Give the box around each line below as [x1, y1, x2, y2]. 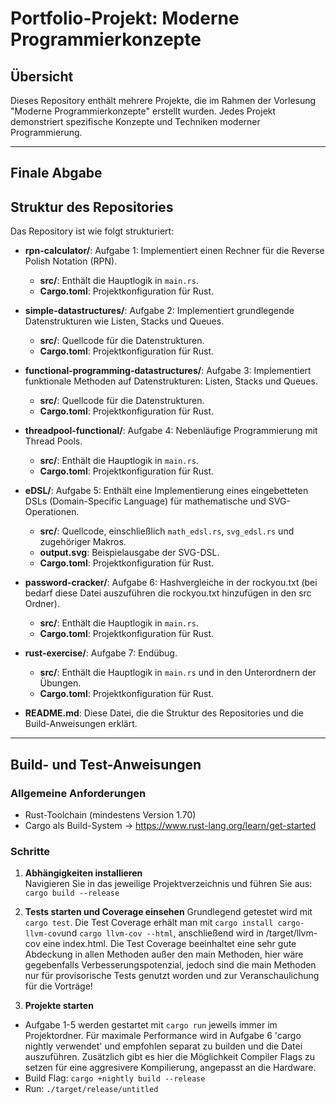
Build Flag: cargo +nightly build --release [24, 1072, 206, 1084]
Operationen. [24, 506, 80, 518]
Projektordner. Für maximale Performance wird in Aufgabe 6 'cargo [24, 1030, 302, 1042]
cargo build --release [24, 888, 120, 899]
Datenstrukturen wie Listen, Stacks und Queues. [24, 315, 225, 327]
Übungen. [39, 677, 82, 689]
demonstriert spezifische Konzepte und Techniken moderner [10, 116, 261, 127]
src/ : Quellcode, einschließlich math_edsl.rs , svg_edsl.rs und [39, 525, 295, 537]
